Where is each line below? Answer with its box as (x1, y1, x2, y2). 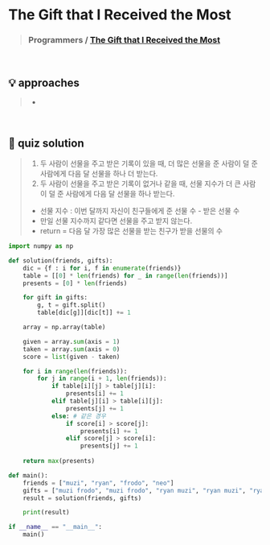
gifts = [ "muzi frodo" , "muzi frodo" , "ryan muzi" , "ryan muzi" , (22, 486, 247, 494)
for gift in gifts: (22, 294, 88, 302)
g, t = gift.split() (37, 301, 106, 309)
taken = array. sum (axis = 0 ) (22, 345, 121, 353)
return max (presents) (22, 457, 95, 465)
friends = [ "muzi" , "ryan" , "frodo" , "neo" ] (22, 479, 174, 487)
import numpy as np (8, 242, 74, 250)
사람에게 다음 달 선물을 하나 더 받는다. (39, 169, 158, 179)
